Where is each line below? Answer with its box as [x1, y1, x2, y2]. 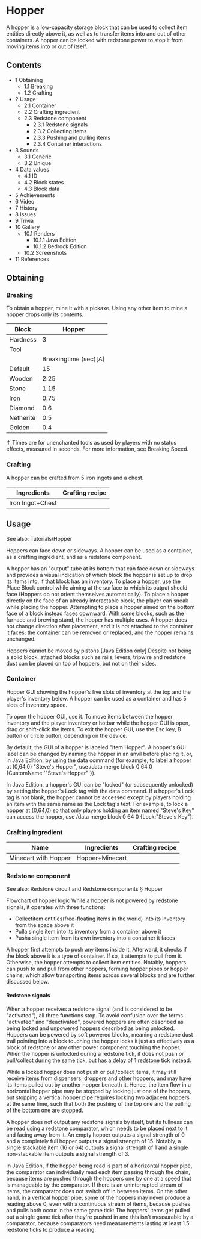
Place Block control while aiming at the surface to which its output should [6, 584, 188, 591]
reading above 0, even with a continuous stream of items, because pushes [6, 1200, 191, 1208]
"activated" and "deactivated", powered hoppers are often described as [6, 1018, 184, 1025]
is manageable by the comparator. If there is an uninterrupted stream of [6, 1181, 183, 1188]
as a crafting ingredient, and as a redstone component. [6, 553, 142, 560]
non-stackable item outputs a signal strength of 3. [6, 1150, 130, 1157]
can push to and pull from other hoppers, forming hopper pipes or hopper [6, 965, 188, 973]
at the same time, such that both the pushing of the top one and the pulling [6, 1100, 191, 1107]
